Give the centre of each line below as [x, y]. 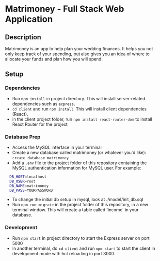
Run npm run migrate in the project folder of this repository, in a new [80, 205]
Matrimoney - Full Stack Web [65, 9]
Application [29, 19]
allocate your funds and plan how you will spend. [54, 59]
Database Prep [23, 137]
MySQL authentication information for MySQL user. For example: [77, 168]
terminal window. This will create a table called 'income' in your [75, 210]
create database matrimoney [40, 158]
